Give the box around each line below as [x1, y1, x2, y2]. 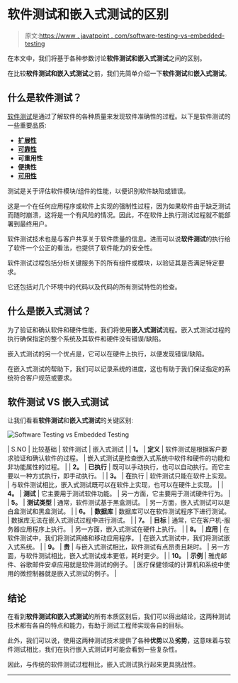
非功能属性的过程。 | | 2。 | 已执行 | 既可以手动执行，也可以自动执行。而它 [7, 463, 225, 471]
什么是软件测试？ [7, 92, 82, 104]
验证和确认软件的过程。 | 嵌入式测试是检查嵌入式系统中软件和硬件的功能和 [13, 454, 230, 462]
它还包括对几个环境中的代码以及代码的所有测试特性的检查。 [7, 282, 181, 291]
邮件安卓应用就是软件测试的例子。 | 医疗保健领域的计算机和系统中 [31, 560, 225, 569]
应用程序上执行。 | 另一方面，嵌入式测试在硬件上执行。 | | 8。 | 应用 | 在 [19, 525, 230, 533]
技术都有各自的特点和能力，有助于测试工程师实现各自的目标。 [7, 621, 188, 630]
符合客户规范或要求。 [13, 373, 76, 382]
